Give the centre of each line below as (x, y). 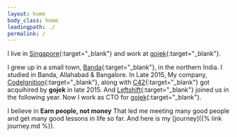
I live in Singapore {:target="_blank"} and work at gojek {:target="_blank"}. (114, 54)
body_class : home (33, 20)
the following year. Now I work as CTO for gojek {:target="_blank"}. (104, 97)
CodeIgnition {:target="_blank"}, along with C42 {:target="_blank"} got (109, 83)
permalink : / (27, 34)
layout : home (27, 14)
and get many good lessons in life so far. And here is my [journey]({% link (115, 119)
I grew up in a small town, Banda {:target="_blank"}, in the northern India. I (115, 67)
